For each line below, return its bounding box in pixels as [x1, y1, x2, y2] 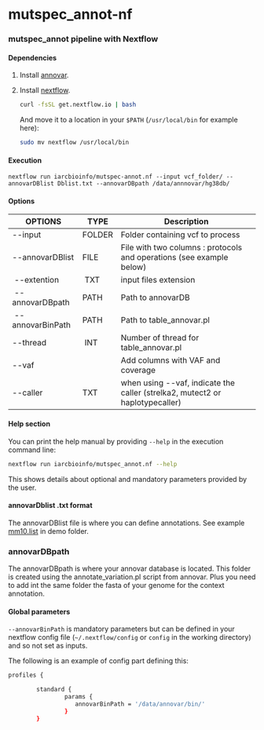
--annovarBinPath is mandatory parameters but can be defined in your [8, 624, 236, 633]
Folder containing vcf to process [120, 229, 240, 240]
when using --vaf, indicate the [120, 378, 236, 389]
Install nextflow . [19, 86, 71, 95]
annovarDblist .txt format [8, 501, 93, 510]
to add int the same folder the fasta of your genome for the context [8, 581, 225, 590]
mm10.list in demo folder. [8, 526, 89, 535]
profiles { [8, 671, 44, 680]
